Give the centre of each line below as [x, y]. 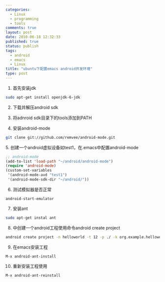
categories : [18, 10]
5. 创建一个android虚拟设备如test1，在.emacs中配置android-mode [72, 147]
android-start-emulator [30, 199]
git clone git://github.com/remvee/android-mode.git [60, 137]
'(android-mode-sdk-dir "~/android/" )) [48, 179]
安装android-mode [31, 128]
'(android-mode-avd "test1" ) [37, 175]
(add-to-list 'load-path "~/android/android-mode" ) [59, 161]
